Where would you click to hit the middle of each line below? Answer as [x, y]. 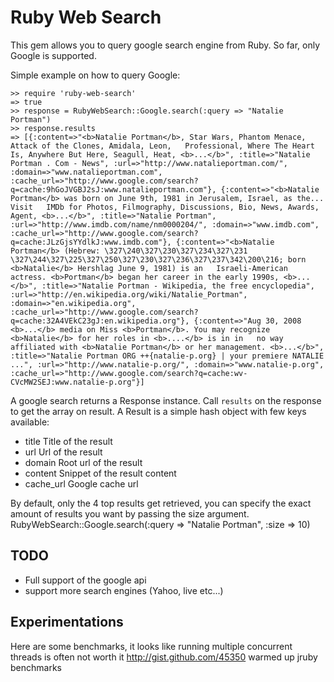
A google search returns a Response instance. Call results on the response [166, 400]
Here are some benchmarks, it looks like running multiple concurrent [151, 646]
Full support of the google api [85, 580]
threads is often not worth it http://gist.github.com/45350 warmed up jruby [164, 657]
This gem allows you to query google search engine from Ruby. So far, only [165, 45]
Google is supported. [53, 55]
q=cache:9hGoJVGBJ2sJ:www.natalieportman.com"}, [113, 189]
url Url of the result [63, 452]
